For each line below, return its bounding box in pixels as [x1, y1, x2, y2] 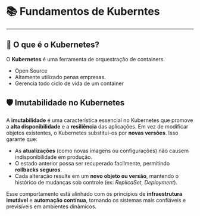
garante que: [6, 135, 37, 143]
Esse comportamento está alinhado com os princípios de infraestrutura [6, 190, 183, 197]
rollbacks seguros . [14, 166, 62, 173]
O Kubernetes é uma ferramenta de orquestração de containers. [6, 55, 165, 62]
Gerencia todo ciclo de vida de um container [14, 80, 124, 87]
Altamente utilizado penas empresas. [14, 73, 106, 80]
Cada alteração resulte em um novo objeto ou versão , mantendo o [14, 172, 179, 179]
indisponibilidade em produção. [14, 153, 92, 161]
